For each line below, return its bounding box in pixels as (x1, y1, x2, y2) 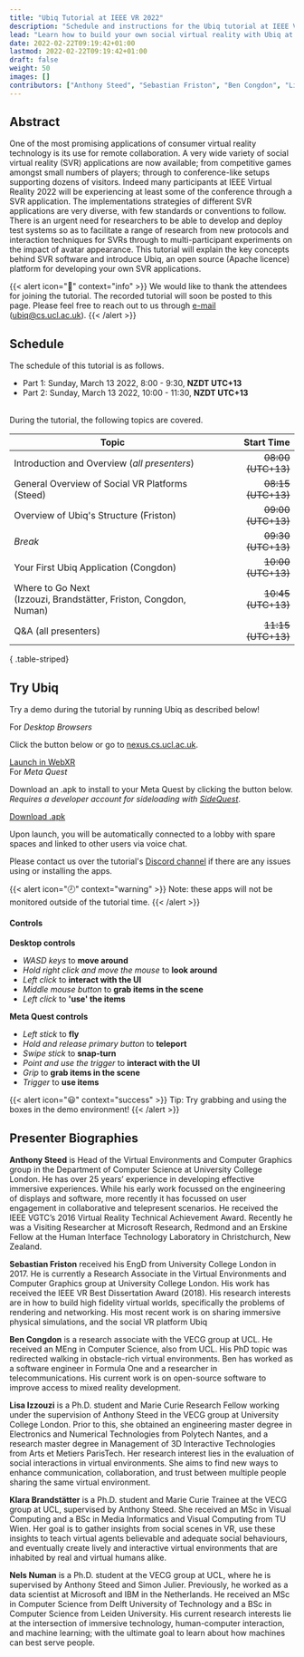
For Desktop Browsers (9, 722, 92, 732)
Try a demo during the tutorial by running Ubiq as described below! (9, 704, 261, 715)
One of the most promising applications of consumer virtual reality (9, 138, 257, 150)
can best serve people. (9, 1637, 95, 1648)
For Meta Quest (9, 767, 68, 778)
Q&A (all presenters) (14, 625, 101, 637)
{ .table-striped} (9, 654, 70, 664)
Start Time (243, 436, 290, 449)
